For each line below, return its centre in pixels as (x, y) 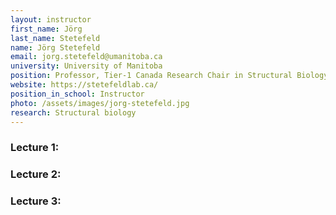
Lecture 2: (36, 174)
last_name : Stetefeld (55, 38)
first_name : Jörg (46, 29)
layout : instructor (51, 19)
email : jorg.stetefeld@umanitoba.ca (86, 57)
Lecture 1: (35, 148)
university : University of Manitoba (86, 66)
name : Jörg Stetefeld (55, 47)
